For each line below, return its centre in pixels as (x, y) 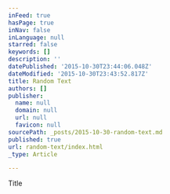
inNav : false (29, 30)
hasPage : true (31, 23)
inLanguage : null (36, 37)
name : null (33, 103)
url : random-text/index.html (56, 147)
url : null (31, 118)
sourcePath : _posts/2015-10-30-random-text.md (85, 132)
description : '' (34, 60)
